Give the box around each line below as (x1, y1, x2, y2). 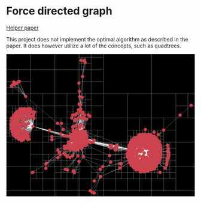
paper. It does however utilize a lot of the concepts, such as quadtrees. (6, 42, 181, 49)
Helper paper (6, 24, 39, 31)
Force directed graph (6, 4, 112, 18)
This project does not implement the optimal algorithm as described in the (6, 35, 188, 43)
